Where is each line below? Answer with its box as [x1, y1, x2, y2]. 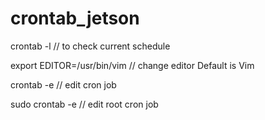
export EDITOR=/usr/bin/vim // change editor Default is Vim [10, 59, 255, 71]
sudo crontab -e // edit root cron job [10, 98, 159, 110]
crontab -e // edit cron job [10, 78, 117, 91]
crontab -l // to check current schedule [10, 40, 171, 52]
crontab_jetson [10, 7, 140, 30]
